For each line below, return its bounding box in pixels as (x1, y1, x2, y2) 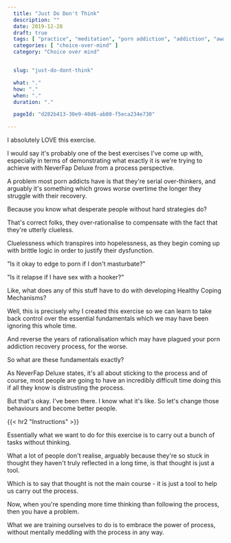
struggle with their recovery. (7, 192, 87, 200)
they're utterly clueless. (7, 226, 74, 234)
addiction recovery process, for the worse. (7, 342, 129, 351)
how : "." (13, 85, 38, 93)
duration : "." (13, 98, 54, 105)
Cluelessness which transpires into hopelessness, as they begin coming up (7, 239, 220, 248)
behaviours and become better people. (7, 404, 118, 413)
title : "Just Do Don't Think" (13, 10, 100, 17)
